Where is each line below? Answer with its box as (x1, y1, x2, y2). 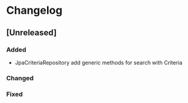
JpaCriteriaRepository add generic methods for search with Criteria (14, 59, 183, 66)
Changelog (6, 4, 63, 17)
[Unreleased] (6, 28, 57, 38)
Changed (6, 74, 34, 82)
